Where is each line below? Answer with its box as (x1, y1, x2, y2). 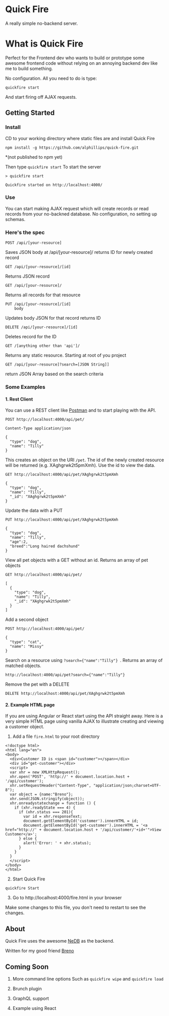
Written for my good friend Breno (5, 948, 74, 954)
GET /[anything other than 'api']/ (5, 343, 80, 348)
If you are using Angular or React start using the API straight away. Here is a (5, 713, 163, 719)
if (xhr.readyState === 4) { (14, 805, 76, 810)
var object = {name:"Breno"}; (10, 792, 73, 797)
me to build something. (5, 65, 53, 71)
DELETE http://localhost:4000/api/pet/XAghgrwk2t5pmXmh (5, 691, 125, 696)
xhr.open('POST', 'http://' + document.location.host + (10, 774, 130, 779)
